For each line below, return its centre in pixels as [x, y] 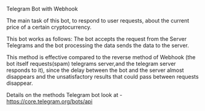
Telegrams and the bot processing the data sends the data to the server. [98, 45]
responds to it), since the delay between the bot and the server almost [95, 70]
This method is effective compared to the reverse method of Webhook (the [101, 57]
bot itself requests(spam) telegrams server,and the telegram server [91, 64]
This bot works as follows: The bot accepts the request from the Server [97, 39]
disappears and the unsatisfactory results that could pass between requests [102, 77]
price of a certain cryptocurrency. [49, 27]
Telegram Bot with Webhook [42, 9]
